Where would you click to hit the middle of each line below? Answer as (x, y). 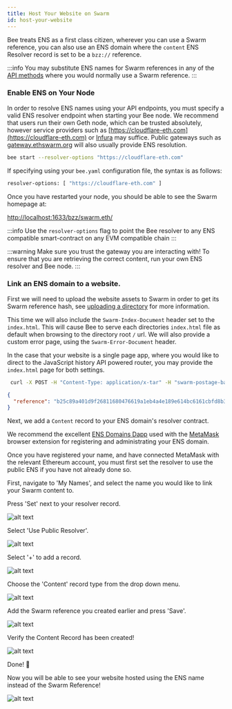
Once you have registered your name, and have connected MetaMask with (113, 455)
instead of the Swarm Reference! (54, 686)
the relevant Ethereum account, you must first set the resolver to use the (110, 462)
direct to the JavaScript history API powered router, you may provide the (110, 362)
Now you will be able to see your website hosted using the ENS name (106, 678)
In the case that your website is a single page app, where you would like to (113, 355)
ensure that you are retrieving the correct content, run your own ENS (105, 258)
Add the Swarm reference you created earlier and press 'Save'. (97, 611)
